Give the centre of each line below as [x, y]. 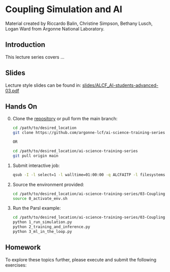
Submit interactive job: [36, 165]
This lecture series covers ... [35, 57]
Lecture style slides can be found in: [43, 85]
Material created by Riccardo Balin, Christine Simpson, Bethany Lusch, [79, 23]
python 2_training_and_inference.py [51, 227]
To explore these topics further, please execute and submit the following [81, 259]
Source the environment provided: [48, 184]
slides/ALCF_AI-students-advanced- [120, 85]
